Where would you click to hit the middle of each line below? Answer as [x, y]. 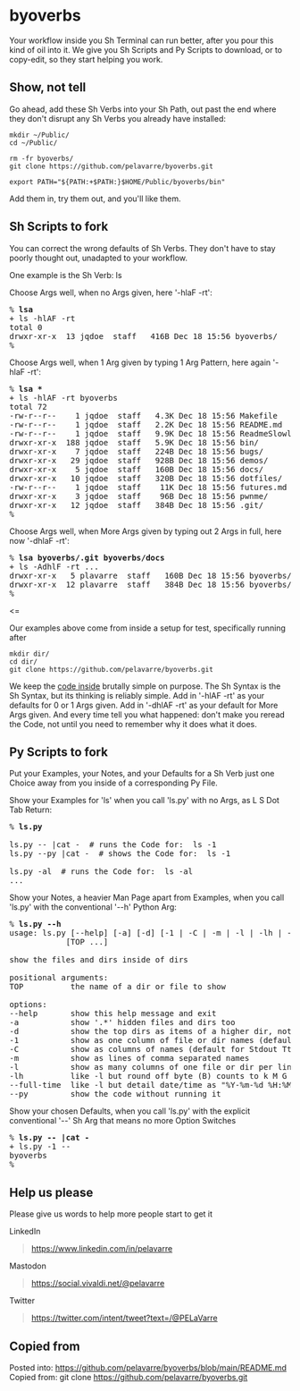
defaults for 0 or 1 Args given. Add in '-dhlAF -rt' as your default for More [144, 705]
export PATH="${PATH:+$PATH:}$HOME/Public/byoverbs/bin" [117, 182]
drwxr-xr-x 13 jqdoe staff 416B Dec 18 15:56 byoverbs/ [144, 336]
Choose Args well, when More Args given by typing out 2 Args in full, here [146, 531]
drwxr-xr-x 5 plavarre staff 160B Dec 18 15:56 [127, 575]
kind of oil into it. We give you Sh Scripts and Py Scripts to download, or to [146, 49]
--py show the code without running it [115, 1094]
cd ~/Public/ [33, 143]
